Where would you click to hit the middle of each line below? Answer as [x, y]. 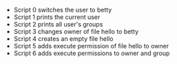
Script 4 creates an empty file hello [63, 39]
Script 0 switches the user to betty [63, 10]
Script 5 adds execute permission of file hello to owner [91, 46]
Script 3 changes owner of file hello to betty [76, 31]
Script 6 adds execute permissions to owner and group [92, 53]
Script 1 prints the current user [57, 17]
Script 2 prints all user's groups [58, 24]
